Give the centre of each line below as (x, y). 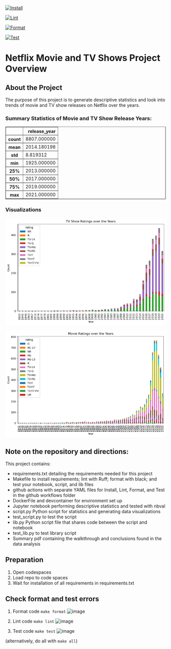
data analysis (26, 544)
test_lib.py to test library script (45, 533)
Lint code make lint (33, 621)
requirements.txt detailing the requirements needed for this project (82, 474)
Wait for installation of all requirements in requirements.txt (73, 583)
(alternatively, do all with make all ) (41, 641)
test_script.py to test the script (45, 517)
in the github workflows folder (44, 495)
